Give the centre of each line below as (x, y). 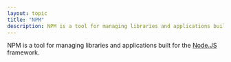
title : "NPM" (26, 20)
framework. (23, 52)
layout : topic (27, 13)
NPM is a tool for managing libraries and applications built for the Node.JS (112, 46)
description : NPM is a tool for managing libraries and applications (109, 26)
